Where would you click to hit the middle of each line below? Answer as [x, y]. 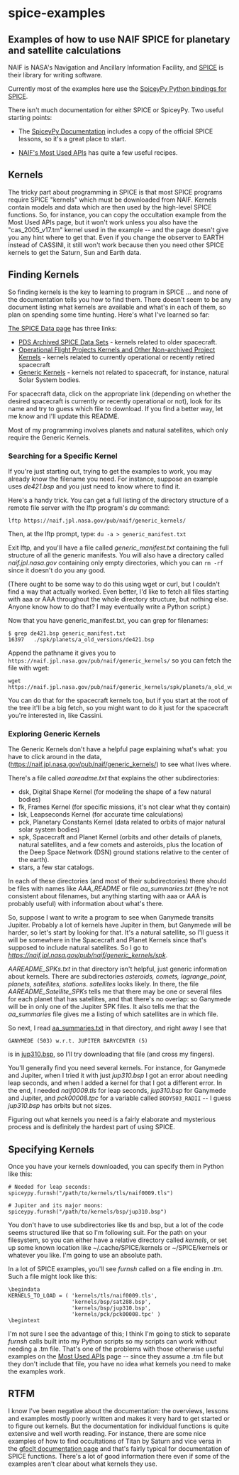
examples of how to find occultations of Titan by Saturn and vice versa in [115, 1441]
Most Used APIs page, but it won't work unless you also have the [103, 222]
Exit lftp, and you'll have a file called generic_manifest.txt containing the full [118, 548]
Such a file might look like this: [53, 1277]
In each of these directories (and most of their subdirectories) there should [117, 881]
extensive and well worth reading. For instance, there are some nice [107, 1433]
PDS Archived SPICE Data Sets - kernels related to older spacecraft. [118, 342]
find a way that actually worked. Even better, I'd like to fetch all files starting [118, 592]
